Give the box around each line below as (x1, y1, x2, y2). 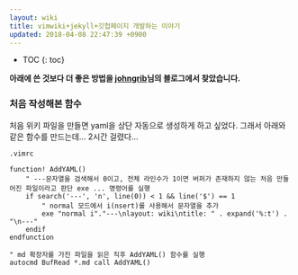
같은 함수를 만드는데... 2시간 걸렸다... (9, 131, 139, 142)
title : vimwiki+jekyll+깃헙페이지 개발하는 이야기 (9, 22, 181, 31)
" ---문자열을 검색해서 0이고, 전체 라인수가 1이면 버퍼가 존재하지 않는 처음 (25, 174, 273, 183)
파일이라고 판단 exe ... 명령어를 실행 (25, 183, 150, 193)
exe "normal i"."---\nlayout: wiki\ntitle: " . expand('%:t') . (41, 208, 288, 218)
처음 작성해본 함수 (9, 98, 83, 111)
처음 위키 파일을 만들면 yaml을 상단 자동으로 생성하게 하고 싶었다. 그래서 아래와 (9, 120, 286, 130)
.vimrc (9, 149, 34, 158)
